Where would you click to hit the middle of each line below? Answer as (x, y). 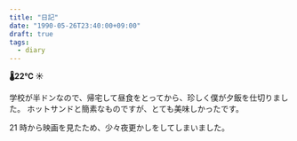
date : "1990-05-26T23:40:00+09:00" (75, 26)
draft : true (31, 34)
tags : (19, 42)
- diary (32, 51)
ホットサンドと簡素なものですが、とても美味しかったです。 (135, 109)
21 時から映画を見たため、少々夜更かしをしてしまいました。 (119, 128)
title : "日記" (34, 17)
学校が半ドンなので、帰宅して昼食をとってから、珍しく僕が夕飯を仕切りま (145, 98)
